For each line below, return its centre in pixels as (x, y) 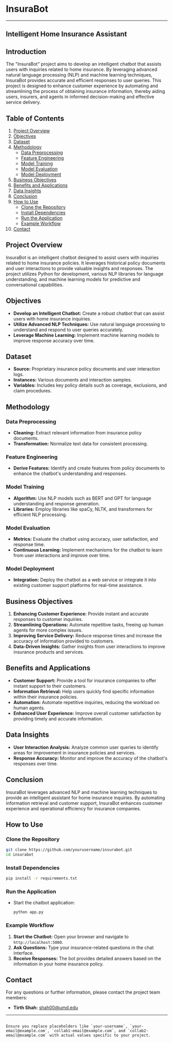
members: (17, 998)
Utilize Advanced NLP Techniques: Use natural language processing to (89, 324)
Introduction (26, 52)
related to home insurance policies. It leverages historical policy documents (86, 263)
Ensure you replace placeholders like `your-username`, (67, 1027)
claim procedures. (32, 391)
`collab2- (138, 1031)
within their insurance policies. (46, 697)
